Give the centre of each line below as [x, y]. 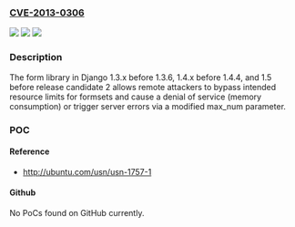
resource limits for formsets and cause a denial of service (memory [136, 97]
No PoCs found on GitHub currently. [77, 212]
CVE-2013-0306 [47, 13]
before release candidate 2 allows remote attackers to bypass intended [143, 87]
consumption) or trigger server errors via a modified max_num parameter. [148, 106]
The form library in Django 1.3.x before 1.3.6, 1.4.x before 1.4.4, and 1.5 [141, 77]
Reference [30, 151]
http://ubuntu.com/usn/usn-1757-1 [87, 171]
